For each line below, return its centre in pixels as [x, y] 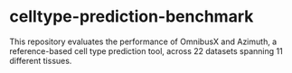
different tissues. [41, 60]
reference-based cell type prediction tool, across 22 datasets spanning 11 [146, 50]
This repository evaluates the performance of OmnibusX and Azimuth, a [143, 41]
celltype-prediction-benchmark [132, 17]
